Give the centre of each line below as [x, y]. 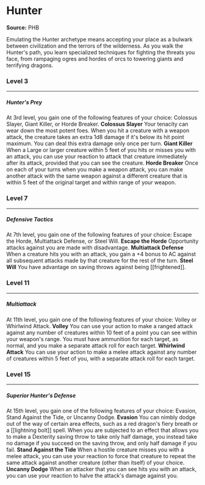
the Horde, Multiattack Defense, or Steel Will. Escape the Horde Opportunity [103, 241]
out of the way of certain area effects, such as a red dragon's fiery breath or [102, 424]
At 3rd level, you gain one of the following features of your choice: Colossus [102, 118]
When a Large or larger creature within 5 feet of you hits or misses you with [101, 150]
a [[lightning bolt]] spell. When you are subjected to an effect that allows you [103, 430]
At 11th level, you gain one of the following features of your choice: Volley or [102, 319]
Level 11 [18, 283]
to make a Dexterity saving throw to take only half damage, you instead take [102, 436]
